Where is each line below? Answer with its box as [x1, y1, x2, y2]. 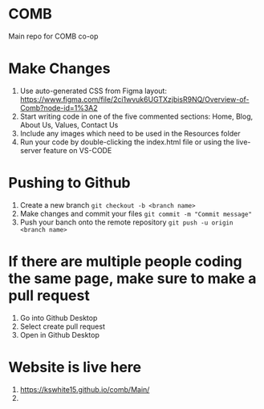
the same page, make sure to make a [8, 269, 257, 287]
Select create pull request [19, 322, 106, 331]
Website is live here [8, 358, 142, 376]
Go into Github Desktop [19, 313, 98, 322]
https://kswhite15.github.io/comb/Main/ [19, 384, 150, 394]
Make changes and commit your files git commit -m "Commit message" [19, 209, 253, 218]
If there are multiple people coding [8, 253, 242, 270]
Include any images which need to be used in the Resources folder [19, 128, 241, 138]
